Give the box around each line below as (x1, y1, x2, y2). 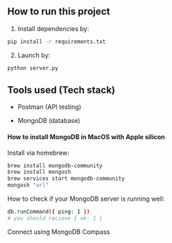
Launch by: (17, 51, 51, 59)
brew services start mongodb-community (7, 175, 125, 182)
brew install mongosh (7, 169, 71, 176)
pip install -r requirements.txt (7, 38, 106, 45)
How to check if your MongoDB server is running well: (7, 194, 165, 203)
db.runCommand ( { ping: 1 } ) (7, 208, 91, 215)
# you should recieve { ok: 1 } (7, 215, 103, 222)
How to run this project (7, 6, 110, 18)
